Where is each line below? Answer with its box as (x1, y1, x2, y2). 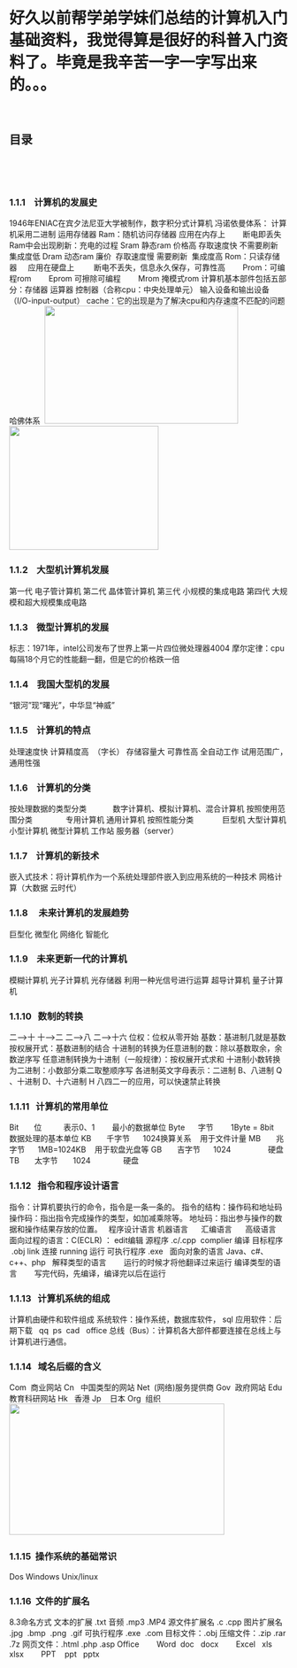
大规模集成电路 (32, 597, 87, 607)
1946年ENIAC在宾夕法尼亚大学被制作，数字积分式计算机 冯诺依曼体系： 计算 (9, 218, 287, 228)
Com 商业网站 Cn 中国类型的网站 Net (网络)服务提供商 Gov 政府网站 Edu (9, 1382, 283, 1393)
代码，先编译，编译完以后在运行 (49, 1268, 166, 1278)
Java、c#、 (225, 1246, 269, 1256)
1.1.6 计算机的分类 (9, 781, 91, 793)
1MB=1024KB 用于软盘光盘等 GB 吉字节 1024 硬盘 (37, 1144, 285, 1155)
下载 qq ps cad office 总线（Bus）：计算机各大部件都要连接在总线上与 (16, 1325, 282, 1335)
